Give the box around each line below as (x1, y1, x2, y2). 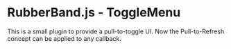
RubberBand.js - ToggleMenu (7, 5, 181, 20)
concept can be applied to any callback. (7, 34, 121, 42)
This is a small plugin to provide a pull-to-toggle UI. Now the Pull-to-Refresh (7, 27, 225, 35)
